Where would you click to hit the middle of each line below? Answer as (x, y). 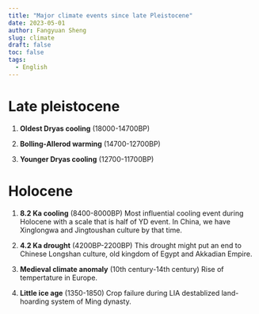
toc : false (26, 52)
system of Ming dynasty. (91, 301)
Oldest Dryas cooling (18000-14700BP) (85, 128)
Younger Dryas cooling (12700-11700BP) (87, 159)
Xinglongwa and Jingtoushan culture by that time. (101, 230)
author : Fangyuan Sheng (48, 30)
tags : (17, 60)
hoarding (34, 301)
